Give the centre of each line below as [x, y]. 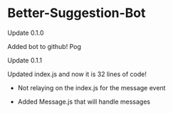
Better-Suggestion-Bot [77, 13]
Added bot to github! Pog [44, 46]
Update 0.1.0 [26, 33]
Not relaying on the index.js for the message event [91, 87]
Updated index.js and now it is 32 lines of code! [77, 74]
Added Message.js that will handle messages [84, 102]
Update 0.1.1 [25, 60]
